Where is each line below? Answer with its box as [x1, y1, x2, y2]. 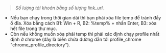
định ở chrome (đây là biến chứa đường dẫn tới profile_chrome [10, 36, 141, 42]
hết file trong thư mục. [10, 25, 57, 32]
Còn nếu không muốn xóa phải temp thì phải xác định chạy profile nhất [10, 31, 160, 37]
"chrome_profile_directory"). [10, 42, 70, 48]
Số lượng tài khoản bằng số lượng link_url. [15, 5, 104, 11]
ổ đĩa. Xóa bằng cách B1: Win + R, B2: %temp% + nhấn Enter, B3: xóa [10, 20, 157, 26]
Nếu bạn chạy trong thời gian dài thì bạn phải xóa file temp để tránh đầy [10, 15, 161, 20]
